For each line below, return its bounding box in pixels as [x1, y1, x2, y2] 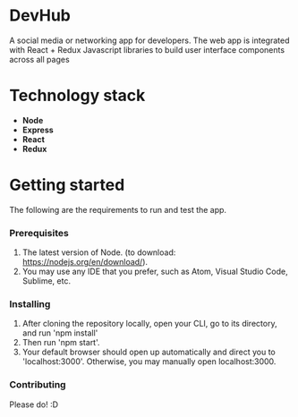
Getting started [9, 175, 125, 195]
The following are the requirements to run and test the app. [9, 204, 226, 215]
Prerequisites [9, 226, 69, 239]
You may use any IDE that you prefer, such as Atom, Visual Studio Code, [21, 266, 288, 277]
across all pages [9, 54, 70, 64]
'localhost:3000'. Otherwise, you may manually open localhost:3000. [21, 356, 277, 367]
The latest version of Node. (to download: [21, 247, 176, 258]
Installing [9, 298, 51, 311]
